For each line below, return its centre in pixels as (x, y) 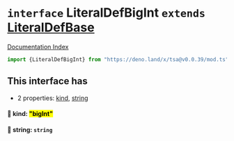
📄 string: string (30, 129)
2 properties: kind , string (53, 98)
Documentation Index (38, 47)
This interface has (48, 81)
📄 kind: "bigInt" (30, 114)
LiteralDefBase (51, 27)
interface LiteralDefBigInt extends (106, 13)
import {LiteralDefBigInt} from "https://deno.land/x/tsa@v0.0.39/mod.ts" (118, 59)
